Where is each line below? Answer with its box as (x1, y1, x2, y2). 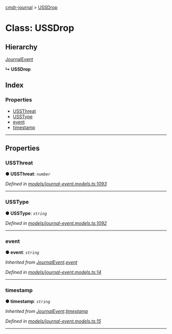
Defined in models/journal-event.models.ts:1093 (5, 181, 107, 187)
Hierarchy (5, 43, 38, 51)
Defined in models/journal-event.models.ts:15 (5, 318, 101, 324)
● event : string (5, 249, 39, 255)
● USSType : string (5, 210, 47, 216)
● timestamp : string (5, 298, 50, 304)
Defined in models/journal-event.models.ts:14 (5, 269, 101, 275)
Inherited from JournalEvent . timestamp (5, 308, 89, 315)
